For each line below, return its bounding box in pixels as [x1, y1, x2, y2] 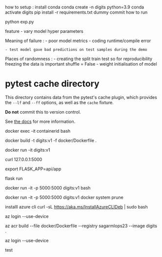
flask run [5, 175, 23, 181]
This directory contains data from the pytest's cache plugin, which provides [5, 94, 157, 100]
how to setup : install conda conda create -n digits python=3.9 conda [5, 4, 144, 10]
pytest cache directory [5, 78, 100, 90]
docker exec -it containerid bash [5, 128, 71, 134]
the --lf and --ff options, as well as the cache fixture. [5, 99, 114, 105]
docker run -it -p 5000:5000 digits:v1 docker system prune [5, 194, 123, 200]
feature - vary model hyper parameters [5, 28, 84, 34]
